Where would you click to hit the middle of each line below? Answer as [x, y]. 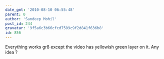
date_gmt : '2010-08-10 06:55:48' [40, 10]
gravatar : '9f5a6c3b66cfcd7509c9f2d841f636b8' [54, 28]
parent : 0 [15, 14]
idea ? [11, 52]
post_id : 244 [19, 24]
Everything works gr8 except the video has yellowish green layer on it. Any [82, 47]
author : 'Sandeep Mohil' [31, 19]
